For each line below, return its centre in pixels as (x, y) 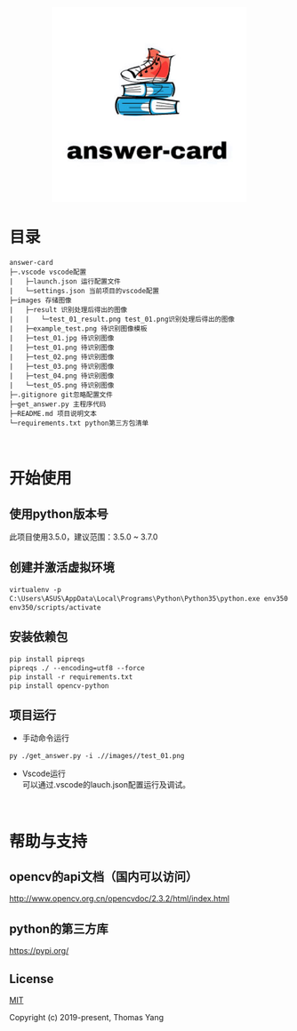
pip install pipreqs (48, 659)
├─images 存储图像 (40, 300)
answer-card (31, 262)
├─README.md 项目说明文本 (53, 413)
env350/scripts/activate (55, 607)
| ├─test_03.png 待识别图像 (62, 366)
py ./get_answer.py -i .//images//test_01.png (97, 756)
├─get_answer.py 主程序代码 (58, 404)
